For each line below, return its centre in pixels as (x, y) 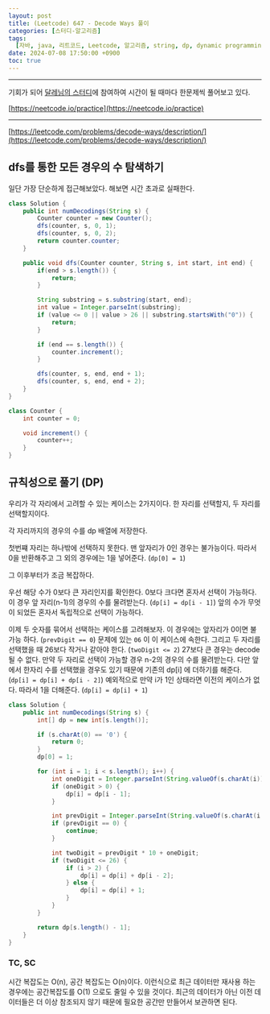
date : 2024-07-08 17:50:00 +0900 (64, 53)
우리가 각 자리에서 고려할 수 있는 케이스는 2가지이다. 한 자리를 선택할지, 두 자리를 (135, 503)
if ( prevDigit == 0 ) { (89, 824)
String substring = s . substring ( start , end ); (115, 300)
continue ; (82, 831)
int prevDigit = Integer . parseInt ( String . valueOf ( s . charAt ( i (156, 816)
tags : (17, 38)
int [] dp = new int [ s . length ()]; (93, 720)
